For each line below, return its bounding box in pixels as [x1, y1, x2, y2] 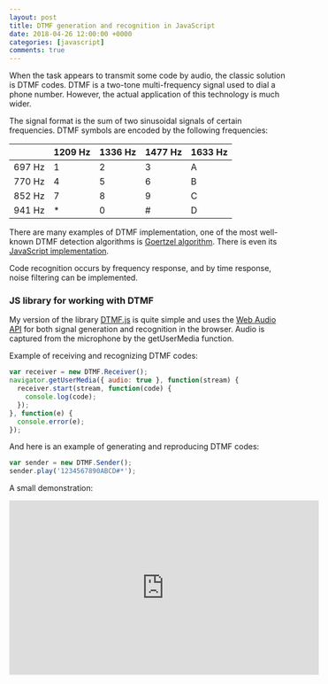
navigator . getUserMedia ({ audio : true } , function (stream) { [9, 376, 240, 385]
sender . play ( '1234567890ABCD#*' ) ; [9, 467, 137, 476]
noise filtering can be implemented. [9, 272, 139, 284]
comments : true [9, 46, 65, 55]
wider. [9, 98, 33, 109]
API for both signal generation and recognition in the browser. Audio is [9, 324, 265, 335]
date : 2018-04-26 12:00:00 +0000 [9, 29, 133, 38]
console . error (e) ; [17, 417, 86, 426]
